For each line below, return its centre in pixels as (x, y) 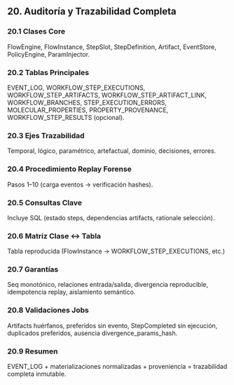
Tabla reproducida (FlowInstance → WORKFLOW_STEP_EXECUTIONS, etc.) (116, 251)
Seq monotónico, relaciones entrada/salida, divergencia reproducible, (108, 285)
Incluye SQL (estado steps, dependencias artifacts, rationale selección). (111, 217)
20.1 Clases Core (36, 32)
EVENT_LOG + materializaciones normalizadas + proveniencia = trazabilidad (117, 367)
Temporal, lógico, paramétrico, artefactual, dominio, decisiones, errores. (112, 151)
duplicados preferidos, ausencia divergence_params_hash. (92, 333)
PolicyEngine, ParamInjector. (48, 54)
